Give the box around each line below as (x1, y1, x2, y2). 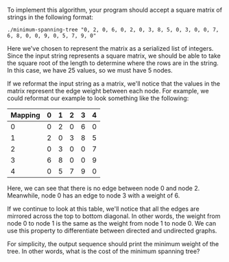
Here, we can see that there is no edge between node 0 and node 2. (7, 184, 200, 192)
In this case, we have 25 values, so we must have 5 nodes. (7, 67, 173, 74)
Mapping (10, 110, 40, 119)
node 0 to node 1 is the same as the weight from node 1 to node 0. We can (7, 219, 217, 227)
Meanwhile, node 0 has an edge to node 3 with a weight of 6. (7, 191, 180, 200)
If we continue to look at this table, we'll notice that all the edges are (7, 205, 200, 213)
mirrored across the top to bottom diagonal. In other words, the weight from (7, 212, 221, 220)
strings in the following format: (7, 13, 94, 21)
